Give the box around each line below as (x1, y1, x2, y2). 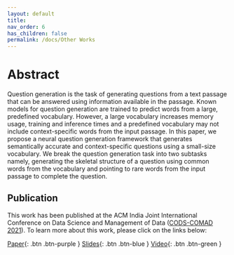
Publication (7, 192, 58, 204)
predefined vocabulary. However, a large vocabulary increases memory (7, 112, 214, 121)
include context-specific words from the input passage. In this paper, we (7, 127, 217, 136)
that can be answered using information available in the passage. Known (7, 98, 217, 106)
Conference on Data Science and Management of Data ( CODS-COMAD (7, 218, 214, 227)
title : (7, 17, 27, 24)
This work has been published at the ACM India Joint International (7, 211, 198, 219)
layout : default (7, 10, 55, 18)
